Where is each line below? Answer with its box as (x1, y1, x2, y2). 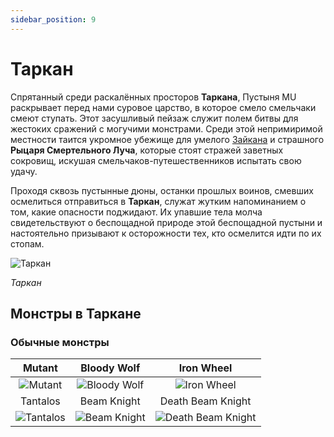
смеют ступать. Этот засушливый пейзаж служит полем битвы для (10, 112, 299, 124)
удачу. (10, 165, 38, 177)
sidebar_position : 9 (10, 14, 97, 25)
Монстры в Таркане (10, 305, 142, 322)
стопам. (10, 237, 45, 250)
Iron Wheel (178, 361, 233, 375)
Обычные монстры (10, 335, 110, 349)
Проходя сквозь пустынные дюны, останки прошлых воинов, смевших (10, 184, 314, 196)
